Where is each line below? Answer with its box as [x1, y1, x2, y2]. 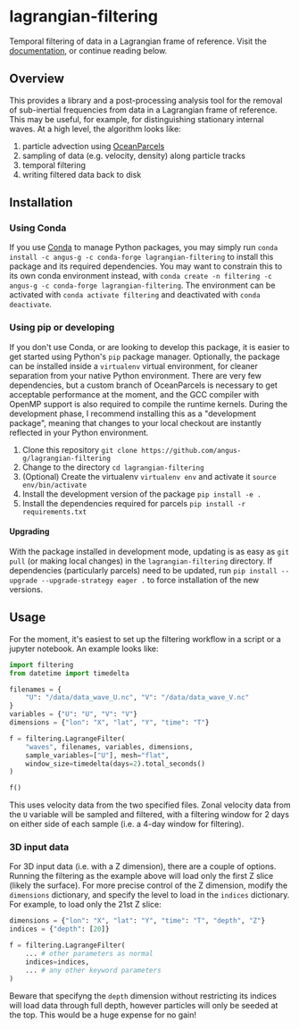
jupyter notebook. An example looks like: [9, 643, 159, 654]
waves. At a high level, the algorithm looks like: [9, 123, 181, 134]
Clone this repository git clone [21, 444, 138, 455]
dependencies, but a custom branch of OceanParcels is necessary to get [9, 380, 278, 390]
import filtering [9, 660, 74, 669]
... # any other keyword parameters [25, 966, 162, 975]
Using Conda [9, 222, 67, 234]
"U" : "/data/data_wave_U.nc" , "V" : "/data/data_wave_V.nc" [25, 693, 250, 702]
